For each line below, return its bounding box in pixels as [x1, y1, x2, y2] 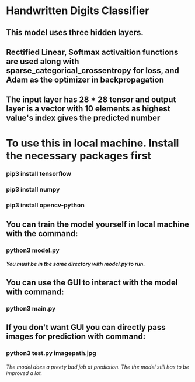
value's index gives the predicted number [6, 113, 161, 123]
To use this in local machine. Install [6, 137, 179, 150]
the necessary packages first [6, 149, 152, 162]
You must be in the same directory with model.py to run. [6, 261, 145, 268]
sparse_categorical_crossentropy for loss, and [6, 66, 179, 76]
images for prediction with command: [6, 331, 146, 341]
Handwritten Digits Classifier [6, 4, 149, 18]
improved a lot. [6, 370, 43, 377]
